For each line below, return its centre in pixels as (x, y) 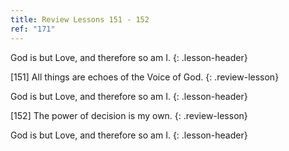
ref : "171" (33, 29)
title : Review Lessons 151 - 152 (80, 19)
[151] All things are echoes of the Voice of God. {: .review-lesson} (145, 77)
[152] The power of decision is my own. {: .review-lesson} (129, 115)
